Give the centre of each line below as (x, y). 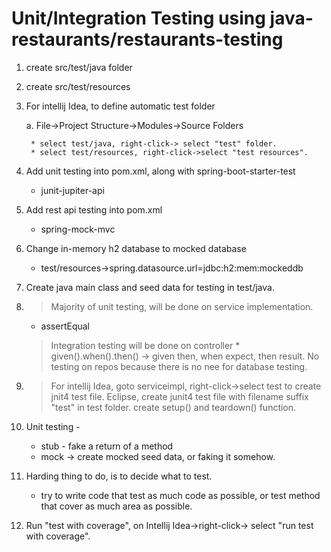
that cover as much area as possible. (116, 506)
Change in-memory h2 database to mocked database (136, 248)
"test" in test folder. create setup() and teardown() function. (173, 407)
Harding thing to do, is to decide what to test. (119, 476)
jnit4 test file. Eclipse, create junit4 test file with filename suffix (179, 396)
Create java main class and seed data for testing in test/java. (150, 287)
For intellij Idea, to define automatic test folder (120, 106)
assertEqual (65, 326)
